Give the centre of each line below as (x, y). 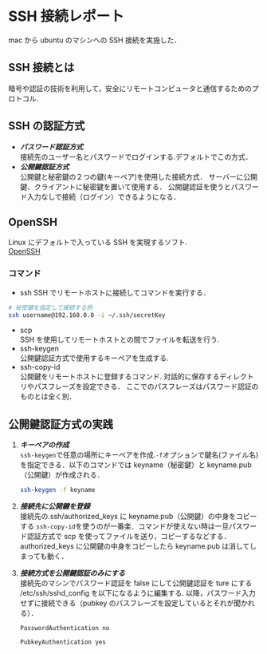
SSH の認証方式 (47, 126)
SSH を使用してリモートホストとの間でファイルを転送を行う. (120, 339)
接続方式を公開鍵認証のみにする (72, 573)
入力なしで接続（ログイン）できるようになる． (104, 196)
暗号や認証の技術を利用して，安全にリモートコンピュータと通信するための (130, 88)
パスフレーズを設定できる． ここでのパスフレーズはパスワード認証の (146, 386)
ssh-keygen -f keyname (57, 490)
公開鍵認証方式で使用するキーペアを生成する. (94, 358)
